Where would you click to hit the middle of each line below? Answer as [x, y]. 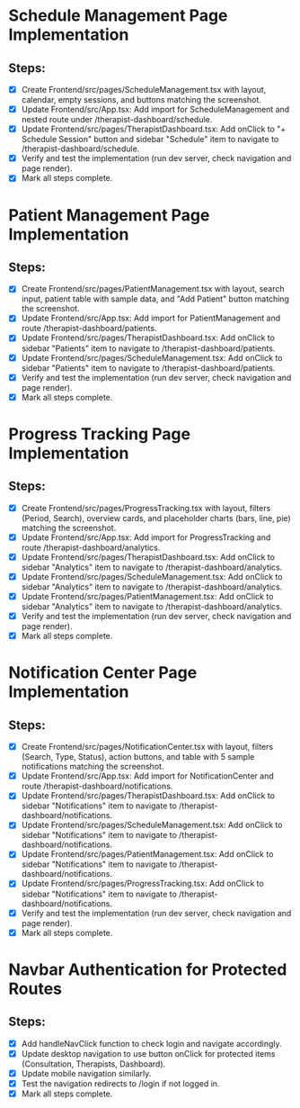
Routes [35, 989]
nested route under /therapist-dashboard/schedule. [117, 120]
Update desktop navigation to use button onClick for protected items [148, 1053]
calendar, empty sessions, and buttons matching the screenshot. [141, 100]
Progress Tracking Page [99, 434]
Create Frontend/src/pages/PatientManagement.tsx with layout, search [153, 289]
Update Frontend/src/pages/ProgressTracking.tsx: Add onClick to [142, 884]
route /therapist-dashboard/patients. [89, 329]
